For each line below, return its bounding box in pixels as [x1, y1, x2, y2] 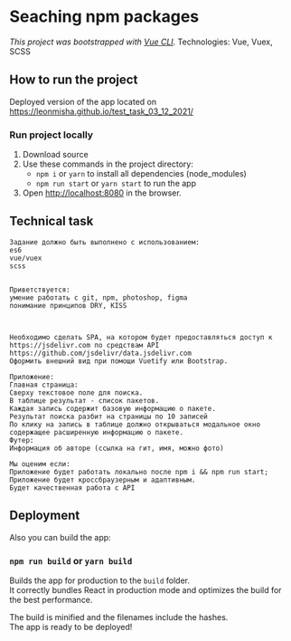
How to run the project [9, 72, 138, 88]
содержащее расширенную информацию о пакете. [9, 427, 183, 436]
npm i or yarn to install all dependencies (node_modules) [35, 168, 247, 179]
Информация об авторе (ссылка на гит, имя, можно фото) [9, 444, 224, 453]
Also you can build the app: [9, 531, 111, 542]
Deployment [9, 508, 80, 523]
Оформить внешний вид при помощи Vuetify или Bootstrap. [9, 356, 229, 366]
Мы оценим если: [9, 459, 70, 468]
